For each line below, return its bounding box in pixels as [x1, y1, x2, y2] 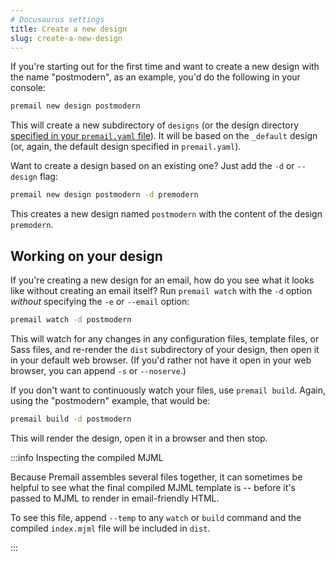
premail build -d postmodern [10, 414, 132, 424]
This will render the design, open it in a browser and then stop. [10, 432, 268, 444]
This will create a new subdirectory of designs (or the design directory [10, 119, 300, 131]
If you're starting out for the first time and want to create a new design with [10, 61, 320, 73]
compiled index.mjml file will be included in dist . [10, 522, 211, 534]
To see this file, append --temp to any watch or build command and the [10, 511, 302, 523]
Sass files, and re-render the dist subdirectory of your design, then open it [10, 343, 320, 355]
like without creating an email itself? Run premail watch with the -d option [10, 284, 313, 296]
